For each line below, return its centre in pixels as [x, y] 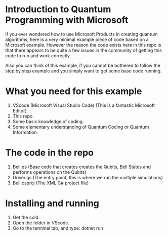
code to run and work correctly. [38, 55]
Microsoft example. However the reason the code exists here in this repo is [83, 45]
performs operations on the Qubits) [49, 172]
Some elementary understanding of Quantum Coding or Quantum [81, 127]
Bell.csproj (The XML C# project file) [51, 183]
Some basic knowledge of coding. [48, 121]
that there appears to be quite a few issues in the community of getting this [83, 50]
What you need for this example [74, 91]
